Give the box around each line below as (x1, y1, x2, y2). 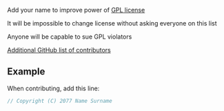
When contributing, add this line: (7, 84, 100, 92)
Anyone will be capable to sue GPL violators (7, 32, 132, 41)
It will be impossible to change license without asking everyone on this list (7, 19, 217, 27)
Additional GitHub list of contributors (7, 46, 112, 54)
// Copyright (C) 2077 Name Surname (7, 97, 112, 104)
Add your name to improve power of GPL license (7, 6, 145, 14)
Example (7, 65, 45, 78)
